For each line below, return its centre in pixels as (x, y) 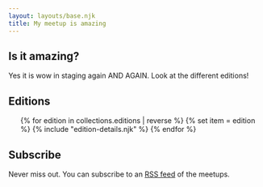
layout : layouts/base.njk (52, 16)
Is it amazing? (44, 56)
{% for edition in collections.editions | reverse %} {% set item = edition (138, 121)
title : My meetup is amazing (57, 23)
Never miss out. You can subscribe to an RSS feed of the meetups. (119, 174)
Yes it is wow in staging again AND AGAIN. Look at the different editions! (129, 76)
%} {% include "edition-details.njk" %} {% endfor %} (108, 130)
